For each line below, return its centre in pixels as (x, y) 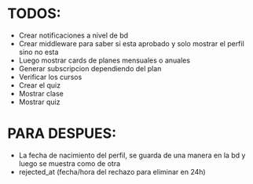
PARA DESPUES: (62, 133)
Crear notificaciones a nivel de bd (73, 35)
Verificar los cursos (50, 77)
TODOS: (34, 14)
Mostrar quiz (39, 102)
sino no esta (38, 52)
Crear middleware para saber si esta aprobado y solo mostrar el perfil (131, 43)
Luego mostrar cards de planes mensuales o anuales (104, 60)
